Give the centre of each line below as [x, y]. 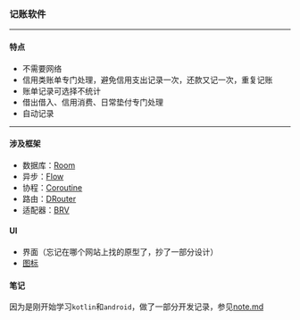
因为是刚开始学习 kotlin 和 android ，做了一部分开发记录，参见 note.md [137, 307]
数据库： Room [49, 165]
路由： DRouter [49, 198]
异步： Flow [43, 176]
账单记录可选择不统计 [61, 90]
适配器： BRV [46, 210]
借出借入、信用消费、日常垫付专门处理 [92, 102]
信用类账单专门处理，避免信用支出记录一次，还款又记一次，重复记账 [147, 80]
